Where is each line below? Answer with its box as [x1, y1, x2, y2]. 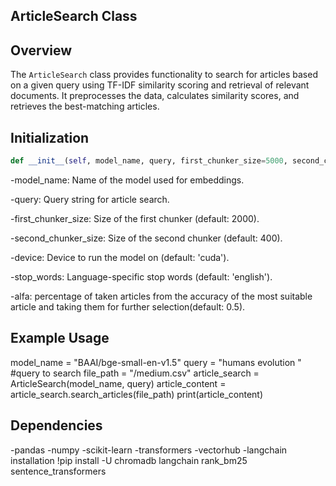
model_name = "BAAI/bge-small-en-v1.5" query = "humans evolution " [10, 356, 302, 368]
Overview [10, 42, 73, 59]
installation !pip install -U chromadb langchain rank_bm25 [10, 454, 248, 466]
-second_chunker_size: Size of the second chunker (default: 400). [10, 232, 283, 244]
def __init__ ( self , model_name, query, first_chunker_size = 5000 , [10, 156, 288, 166]
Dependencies [10, 417, 103, 434]
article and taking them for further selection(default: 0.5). [10, 300, 246, 313]
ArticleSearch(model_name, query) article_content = [10, 377, 227, 389]
